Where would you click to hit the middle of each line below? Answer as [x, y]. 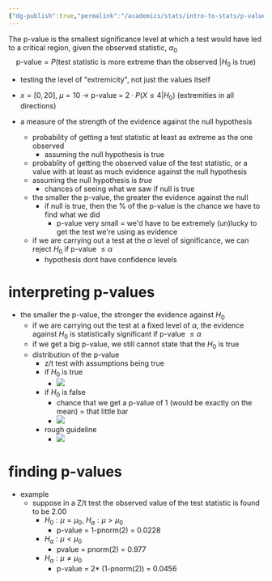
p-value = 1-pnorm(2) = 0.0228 [108, 530]
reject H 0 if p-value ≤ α [72, 250]
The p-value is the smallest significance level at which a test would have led [135, 39]
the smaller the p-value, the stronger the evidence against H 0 [122, 315]
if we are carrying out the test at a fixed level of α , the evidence [138, 325]
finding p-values [66, 471]
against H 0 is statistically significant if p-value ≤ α [117, 335]
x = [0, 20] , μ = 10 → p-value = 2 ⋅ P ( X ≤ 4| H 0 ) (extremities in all [127, 96]
